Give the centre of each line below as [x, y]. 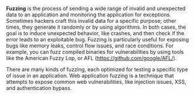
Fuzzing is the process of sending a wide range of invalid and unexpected [96, 8]
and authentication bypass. [39, 88]
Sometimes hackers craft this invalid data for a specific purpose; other [91, 21]
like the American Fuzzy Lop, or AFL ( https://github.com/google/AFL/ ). [92, 58]
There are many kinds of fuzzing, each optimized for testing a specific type [97, 69]
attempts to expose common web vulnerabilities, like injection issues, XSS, [96, 82]
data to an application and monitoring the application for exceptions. [89, 15]
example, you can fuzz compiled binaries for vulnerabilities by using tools [95, 52]
